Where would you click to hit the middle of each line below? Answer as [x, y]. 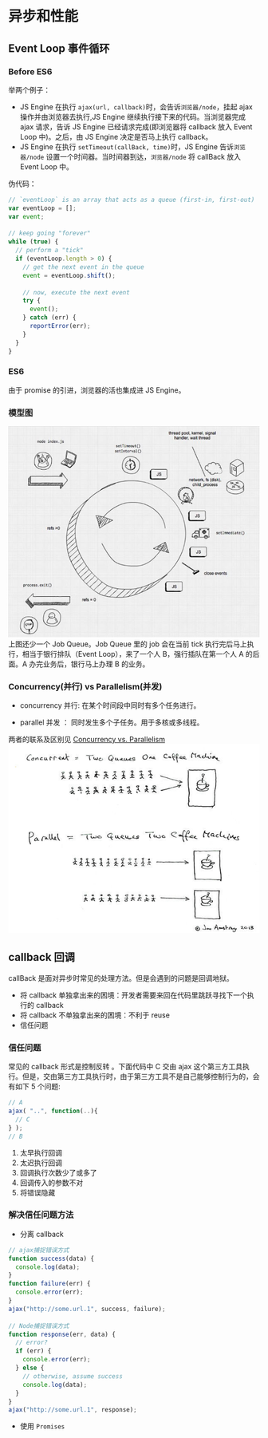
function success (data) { [51, 1258]
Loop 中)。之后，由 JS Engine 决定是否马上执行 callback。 [116, 136]
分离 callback [41, 1234]
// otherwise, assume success [73, 1376]
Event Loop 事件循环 [59, 48]
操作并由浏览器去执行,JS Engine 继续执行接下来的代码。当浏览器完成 [132, 117]
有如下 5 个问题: [35, 1087]
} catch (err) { [50, 318]
